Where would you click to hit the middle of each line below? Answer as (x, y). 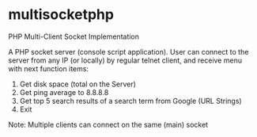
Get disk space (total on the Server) (78, 84)
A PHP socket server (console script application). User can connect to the (128, 51)
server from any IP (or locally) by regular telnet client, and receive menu (125, 60)
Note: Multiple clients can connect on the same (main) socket (108, 124)
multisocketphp (61, 15)
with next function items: (49, 68)
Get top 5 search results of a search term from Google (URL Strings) (131, 101)
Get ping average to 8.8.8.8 (64, 92)
